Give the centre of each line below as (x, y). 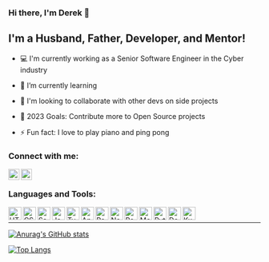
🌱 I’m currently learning (58, 85)
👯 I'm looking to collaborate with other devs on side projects (119, 101)
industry (34, 69)
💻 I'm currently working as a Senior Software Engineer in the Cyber (132, 58)
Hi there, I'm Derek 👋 (49, 13)
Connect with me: (44, 156)
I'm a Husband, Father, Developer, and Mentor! (127, 39)
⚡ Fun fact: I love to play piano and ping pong (94, 132)
